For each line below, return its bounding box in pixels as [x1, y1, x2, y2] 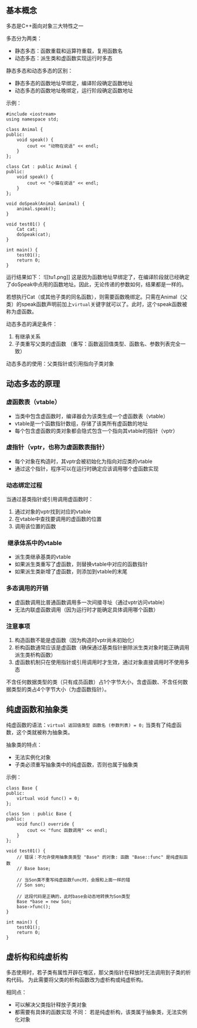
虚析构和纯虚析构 [6, 952, 68, 962]
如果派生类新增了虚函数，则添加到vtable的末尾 [14, 568, 128, 575]
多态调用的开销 [6, 584, 49, 592]
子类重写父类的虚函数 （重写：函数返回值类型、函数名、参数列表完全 [14, 340, 181, 347]
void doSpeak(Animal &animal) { [6, 200, 85, 207]
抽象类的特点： [6, 741, 42, 748]
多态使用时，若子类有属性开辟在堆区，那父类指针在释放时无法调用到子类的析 [6, 969, 191, 976]
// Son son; [16, 882, 46, 888]
